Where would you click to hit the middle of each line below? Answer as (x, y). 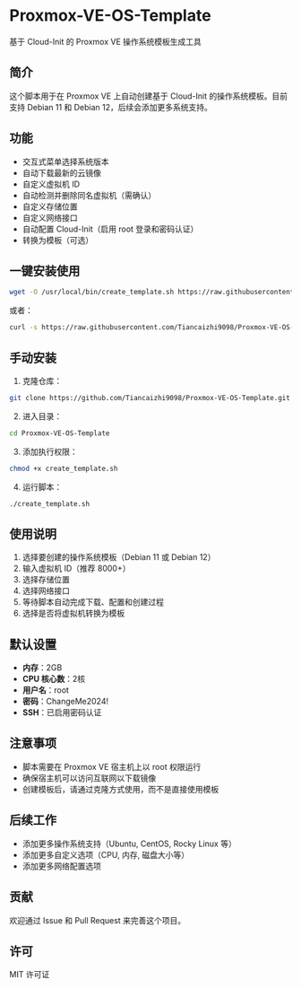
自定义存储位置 (50, 206)
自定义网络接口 (50, 217)
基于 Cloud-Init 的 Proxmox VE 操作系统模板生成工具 (105, 41)
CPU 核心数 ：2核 (54, 679)
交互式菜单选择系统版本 (65, 162)
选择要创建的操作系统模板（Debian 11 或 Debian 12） (119, 557)
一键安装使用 (45, 271)
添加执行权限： (50, 451)
